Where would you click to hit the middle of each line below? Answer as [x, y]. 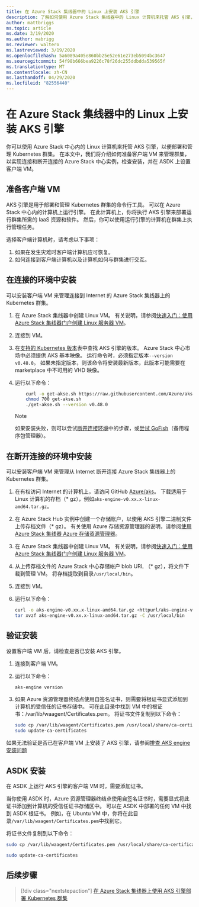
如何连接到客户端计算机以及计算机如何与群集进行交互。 [82, 259]
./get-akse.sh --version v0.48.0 [67, 405]
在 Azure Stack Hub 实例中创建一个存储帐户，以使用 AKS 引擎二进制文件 [103, 519]
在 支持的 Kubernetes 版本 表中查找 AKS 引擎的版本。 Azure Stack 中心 [100, 348]
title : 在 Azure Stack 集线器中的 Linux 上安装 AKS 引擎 [73, 12]
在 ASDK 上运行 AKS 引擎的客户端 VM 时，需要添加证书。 [76, 786]
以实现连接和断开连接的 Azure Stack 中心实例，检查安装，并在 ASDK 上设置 [98, 161]
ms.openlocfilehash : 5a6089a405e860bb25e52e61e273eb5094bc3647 [86, 56]
